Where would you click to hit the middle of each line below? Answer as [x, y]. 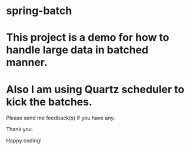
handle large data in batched [77, 50]
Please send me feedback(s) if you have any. [61, 118]
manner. [27, 62]
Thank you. [20, 129]
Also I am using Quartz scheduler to [95, 89]
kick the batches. [49, 102]
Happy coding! [24, 141]
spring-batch [39, 11]
